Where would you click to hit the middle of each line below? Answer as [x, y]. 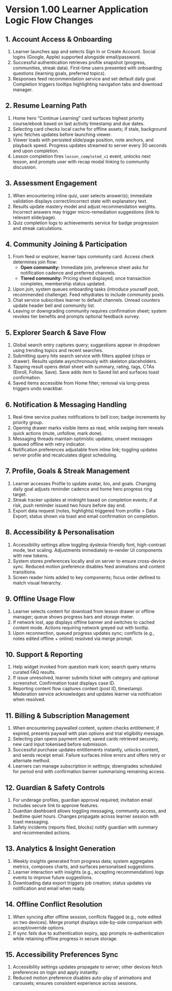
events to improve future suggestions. [53, 877]
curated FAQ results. [34, 672]
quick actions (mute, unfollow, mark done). [58, 433]
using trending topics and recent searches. [58, 350]
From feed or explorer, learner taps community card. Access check [83, 257]
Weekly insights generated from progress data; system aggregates [83, 861]
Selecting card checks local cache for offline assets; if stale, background [90, 129]
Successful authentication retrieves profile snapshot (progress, [79, 62]
